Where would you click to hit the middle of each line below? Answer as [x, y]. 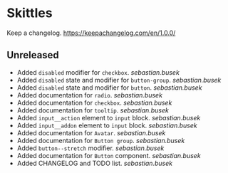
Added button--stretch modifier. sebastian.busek [90, 148]
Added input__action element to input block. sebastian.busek [109, 117]
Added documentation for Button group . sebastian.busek [101, 140]
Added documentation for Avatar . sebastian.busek [91, 132]
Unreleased [33, 55]
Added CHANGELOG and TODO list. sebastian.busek [94, 163]
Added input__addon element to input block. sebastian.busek [107, 125]
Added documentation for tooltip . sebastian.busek [93, 110]
